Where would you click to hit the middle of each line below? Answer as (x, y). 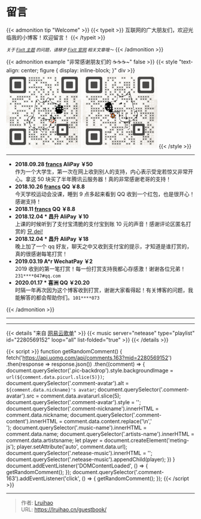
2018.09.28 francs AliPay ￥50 (54, 164)
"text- (186, 62)
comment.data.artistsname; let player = (55, 440)
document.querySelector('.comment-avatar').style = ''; (74, 402)
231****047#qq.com (38, 276)
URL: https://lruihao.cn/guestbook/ (63, 509)
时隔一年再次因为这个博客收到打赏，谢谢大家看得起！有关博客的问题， (101, 290)
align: (13, 70)
